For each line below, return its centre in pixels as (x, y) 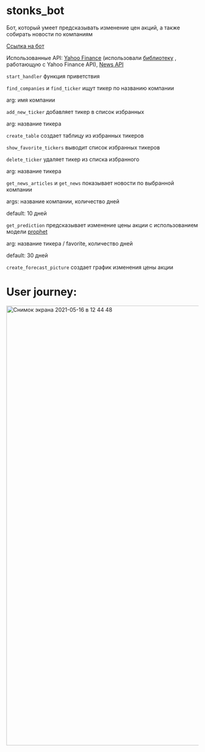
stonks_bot (35, 11)
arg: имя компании (31, 100)
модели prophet (27, 231)
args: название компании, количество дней (63, 201)
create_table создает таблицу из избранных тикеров (75, 135)
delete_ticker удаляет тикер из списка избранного (73, 159)
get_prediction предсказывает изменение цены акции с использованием (102, 225)
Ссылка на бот (25, 46)
